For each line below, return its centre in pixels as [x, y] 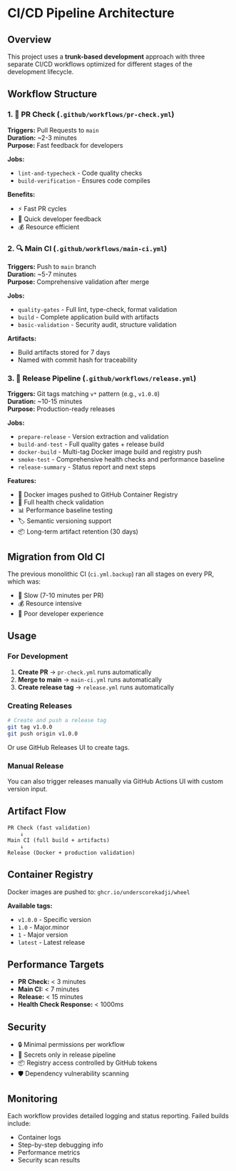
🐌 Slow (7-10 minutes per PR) [61, 595]
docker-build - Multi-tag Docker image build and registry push [109, 452]
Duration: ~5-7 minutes [42, 274]
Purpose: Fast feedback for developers [65, 145]
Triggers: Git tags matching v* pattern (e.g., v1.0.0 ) [84, 394]
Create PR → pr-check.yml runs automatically [84, 671]
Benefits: [21, 194]
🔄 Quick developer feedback [60, 218]
